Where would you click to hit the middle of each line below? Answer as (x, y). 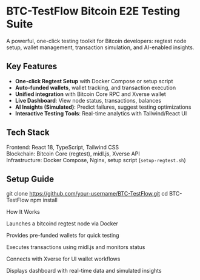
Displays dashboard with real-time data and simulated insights (84, 271)
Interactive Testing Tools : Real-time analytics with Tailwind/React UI (101, 113)
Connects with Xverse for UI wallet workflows (63, 259)
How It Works (23, 212)
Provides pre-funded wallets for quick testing (63, 236)
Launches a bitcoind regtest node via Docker (62, 224)
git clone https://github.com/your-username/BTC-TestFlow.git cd (87, 194)
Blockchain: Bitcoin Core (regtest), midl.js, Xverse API (73, 154)
